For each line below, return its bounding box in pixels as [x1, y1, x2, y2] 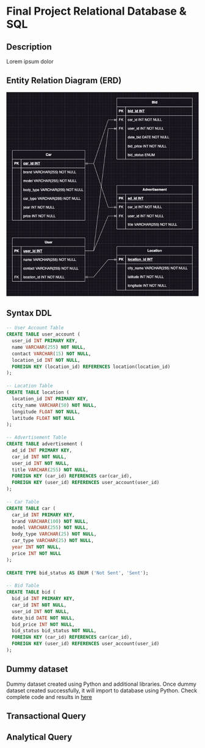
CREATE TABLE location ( [6, 389, 70, 395]
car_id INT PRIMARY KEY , [12, 512, 75, 518]
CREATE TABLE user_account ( [6, 331, 81, 337]
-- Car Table [6, 499, 40, 505]
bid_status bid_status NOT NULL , [12, 628, 97, 634]
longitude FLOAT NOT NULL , [12, 408, 81, 415]
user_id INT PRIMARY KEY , [12, 338, 78, 344]
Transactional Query [6, 711, 87, 722]
